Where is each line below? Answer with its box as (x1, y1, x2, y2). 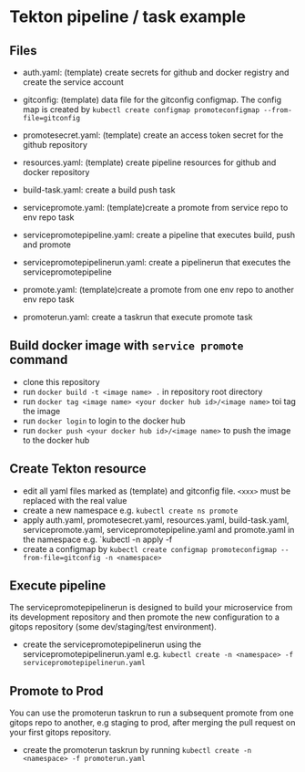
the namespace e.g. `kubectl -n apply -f (22, 534, 173, 545)
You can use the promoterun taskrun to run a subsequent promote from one (9, 707, 294, 718)
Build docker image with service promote (9, 338, 244, 353)
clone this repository (22, 376, 100, 387)
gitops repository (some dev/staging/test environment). (9, 621, 217, 632)
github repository (22, 140, 88, 150)
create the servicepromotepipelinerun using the (22, 639, 202, 650)
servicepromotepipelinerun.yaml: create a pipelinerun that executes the (22, 257, 291, 267)
